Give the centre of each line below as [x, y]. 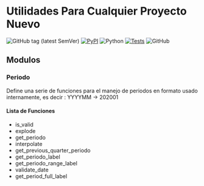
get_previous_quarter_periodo [53, 150]
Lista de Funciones [31, 111]
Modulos [23, 60]
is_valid [24, 124]
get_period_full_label [41, 176]
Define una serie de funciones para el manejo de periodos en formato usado [102, 91]
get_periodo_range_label [46, 163]
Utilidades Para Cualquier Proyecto [97, 11]
